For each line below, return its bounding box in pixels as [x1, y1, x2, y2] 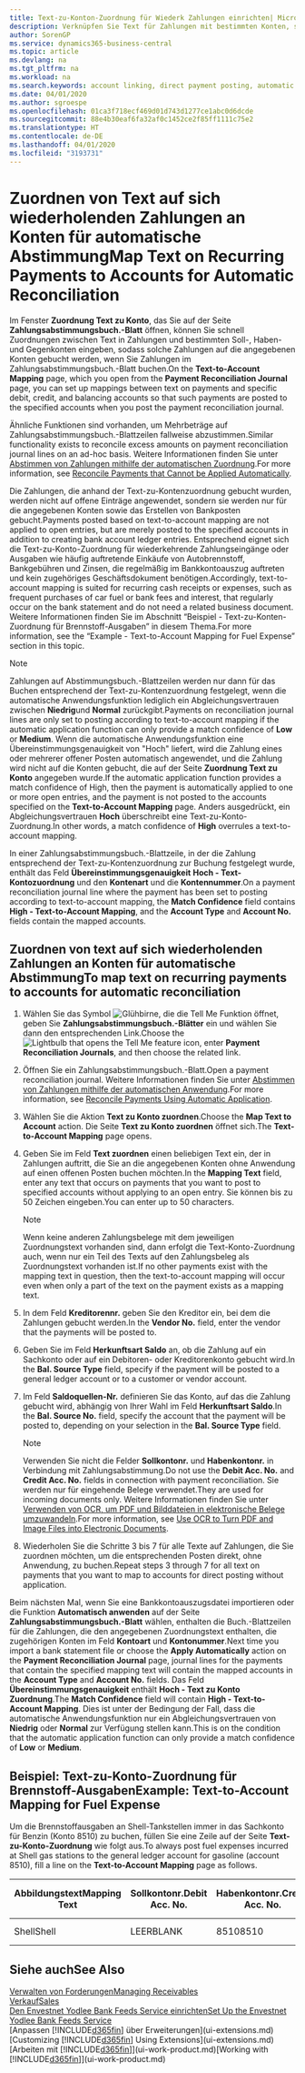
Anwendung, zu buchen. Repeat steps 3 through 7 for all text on [22, 1560, 261, 1571]
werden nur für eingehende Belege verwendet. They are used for [22, 1484, 264, 1495]
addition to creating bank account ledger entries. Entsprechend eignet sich [9, 533, 290, 544]
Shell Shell [14, 1926, 56, 1938]
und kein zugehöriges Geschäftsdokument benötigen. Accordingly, [9, 572, 258, 583]
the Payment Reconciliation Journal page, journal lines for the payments [9, 1655, 283, 1666]
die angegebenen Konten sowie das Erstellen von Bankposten [9, 504, 241, 515]
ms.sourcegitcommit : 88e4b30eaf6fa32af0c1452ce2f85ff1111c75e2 [9, 115, 254, 124]
